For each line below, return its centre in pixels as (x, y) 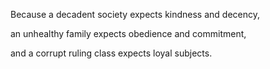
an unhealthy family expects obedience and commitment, (128, 33)
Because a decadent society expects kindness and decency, (135, 14)
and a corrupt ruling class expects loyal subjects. (111, 53)
